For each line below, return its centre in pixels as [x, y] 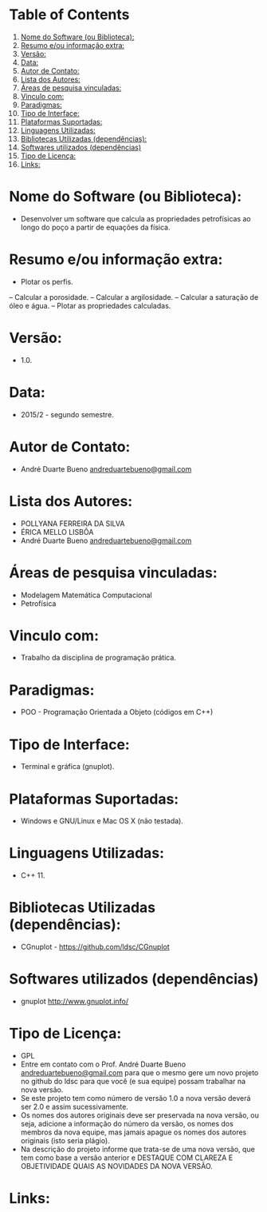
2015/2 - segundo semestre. [67, 414]
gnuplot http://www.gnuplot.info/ [75, 1002]
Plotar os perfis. [47, 281]
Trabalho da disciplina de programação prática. [98, 658]
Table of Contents [69, 15]
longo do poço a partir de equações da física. [95, 227]
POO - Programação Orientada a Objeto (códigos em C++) [117, 712]
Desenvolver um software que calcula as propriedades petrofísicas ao [136, 218]
